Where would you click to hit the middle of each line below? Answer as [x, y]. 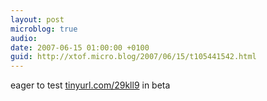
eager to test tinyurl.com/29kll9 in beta [90, 85]
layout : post [37, 19]
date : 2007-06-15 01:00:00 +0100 [80, 47]
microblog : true [44, 29]
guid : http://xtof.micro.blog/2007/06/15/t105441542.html [133, 57]
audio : [24, 38]
